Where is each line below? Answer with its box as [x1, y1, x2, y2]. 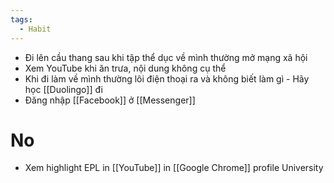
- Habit [19, 24, 52, 34]
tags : [10, 14, 33, 25]
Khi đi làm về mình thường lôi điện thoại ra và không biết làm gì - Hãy [24, 72, 310, 85]
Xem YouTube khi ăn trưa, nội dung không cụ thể [24, 62, 227, 74]
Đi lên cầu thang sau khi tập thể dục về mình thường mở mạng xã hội [24, 51, 308, 63]
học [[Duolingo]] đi [24, 83, 103, 95]
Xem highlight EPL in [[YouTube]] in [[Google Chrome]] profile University [24, 162, 324, 174]
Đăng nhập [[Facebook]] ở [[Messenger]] [24, 94, 196, 106]
